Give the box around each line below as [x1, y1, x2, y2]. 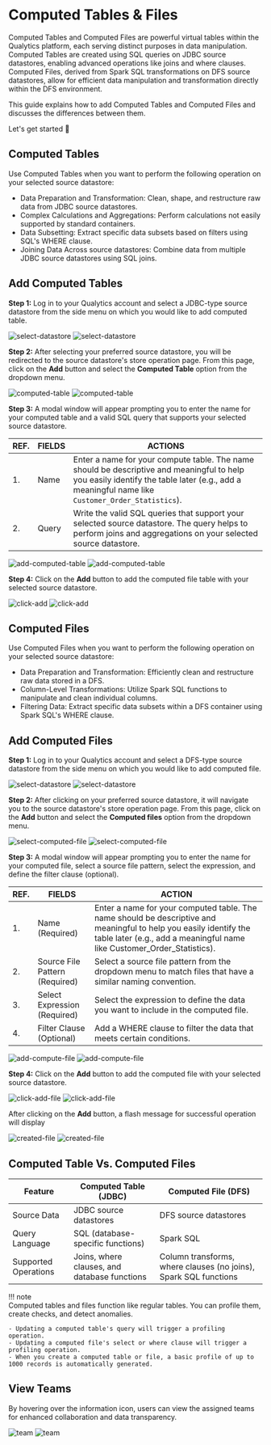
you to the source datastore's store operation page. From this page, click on [8, 804, 261, 813]
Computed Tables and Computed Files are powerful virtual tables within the [8, 32, 260, 42]
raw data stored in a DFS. [19, 676, 105, 686]
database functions [73, 1271, 147, 1282]
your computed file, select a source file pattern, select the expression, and [8, 861, 256, 871]
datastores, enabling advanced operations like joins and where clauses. [8, 58, 246, 68]
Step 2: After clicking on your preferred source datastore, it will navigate [8, 795, 249, 805]
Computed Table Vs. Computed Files [8, 1156, 196, 1170]
